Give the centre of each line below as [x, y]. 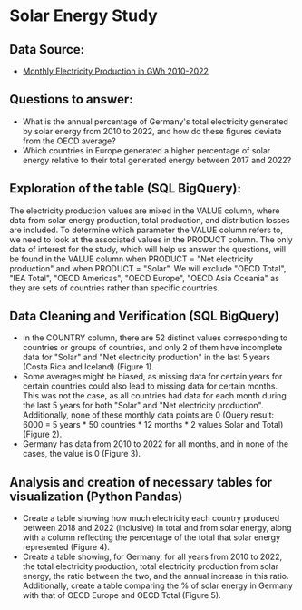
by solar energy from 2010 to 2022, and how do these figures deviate [152, 131]
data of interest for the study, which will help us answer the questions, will [148, 249]
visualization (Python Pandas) [96, 496]
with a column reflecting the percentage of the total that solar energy [151, 537]
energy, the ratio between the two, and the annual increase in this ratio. [156, 576]
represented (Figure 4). [66, 547]
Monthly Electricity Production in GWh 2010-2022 [115, 71]
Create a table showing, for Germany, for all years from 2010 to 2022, [152, 557]
